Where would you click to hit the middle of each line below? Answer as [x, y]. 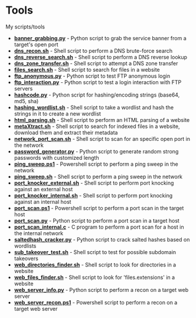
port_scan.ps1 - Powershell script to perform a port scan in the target [99, 208]
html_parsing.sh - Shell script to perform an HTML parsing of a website [102, 120]
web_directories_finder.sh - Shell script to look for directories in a [95, 265]
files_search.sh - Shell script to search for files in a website [87, 69]
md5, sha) [26, 101]
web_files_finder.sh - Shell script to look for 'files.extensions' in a [94, 277]
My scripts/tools [25, 27]
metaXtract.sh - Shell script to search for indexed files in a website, [97, 126]
